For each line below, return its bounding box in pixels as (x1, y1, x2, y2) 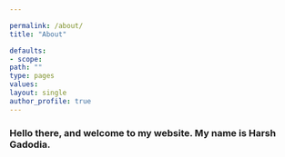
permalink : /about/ (9, 21, 84, 30)
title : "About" (9, 29, 67, 39)
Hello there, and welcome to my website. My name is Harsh (9, 126, 276, 139)
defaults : (9, 46, 47, 55)
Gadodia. (9, 138, 51, 151)
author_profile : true (9, 96, 92, 105)
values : (9, 80, 39, 89)
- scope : (9, 54, 43, 64)
